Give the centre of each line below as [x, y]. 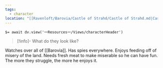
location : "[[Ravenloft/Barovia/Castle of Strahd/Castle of [67, 18]
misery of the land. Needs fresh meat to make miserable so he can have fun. [81, 56]
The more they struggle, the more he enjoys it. [51, 61]
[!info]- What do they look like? [48, 41]
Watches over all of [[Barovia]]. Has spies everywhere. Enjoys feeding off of [81, 50]
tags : [10, 9]
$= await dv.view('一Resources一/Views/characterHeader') [64, 32]
